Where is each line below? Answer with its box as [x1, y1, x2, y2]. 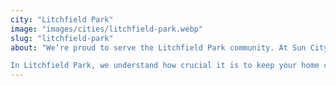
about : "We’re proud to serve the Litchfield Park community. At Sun [10, 42, 307, 53]
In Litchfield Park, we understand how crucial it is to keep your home [10, 61, 320, 71]
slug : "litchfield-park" [10, 33, 114, 43]
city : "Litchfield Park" [10, 14, 114, 25]
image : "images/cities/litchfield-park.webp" [10, 24, 203, 34]
